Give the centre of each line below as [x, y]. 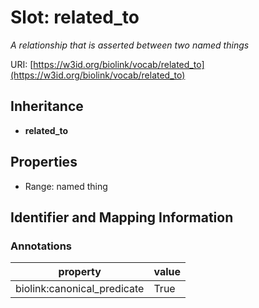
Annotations [41, 246]
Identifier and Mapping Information [122, 217]
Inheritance [47, 106]
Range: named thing [66, 186]
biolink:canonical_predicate [80, 289]
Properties [44, 162]
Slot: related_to [75, 17]
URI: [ [22, 64]
